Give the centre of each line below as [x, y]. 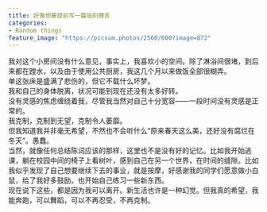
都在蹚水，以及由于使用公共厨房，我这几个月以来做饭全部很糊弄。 [123, 71]
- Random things [35, 30]
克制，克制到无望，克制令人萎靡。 [71, 121]
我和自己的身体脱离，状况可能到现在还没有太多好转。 [95, 91]
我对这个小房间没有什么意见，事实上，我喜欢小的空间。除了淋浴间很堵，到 [130, 61]
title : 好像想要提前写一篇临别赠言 [59, 15]
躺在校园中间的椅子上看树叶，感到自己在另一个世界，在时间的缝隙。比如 [140, 160]
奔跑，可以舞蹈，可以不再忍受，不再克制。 [85, 200]
